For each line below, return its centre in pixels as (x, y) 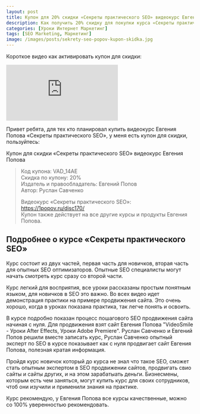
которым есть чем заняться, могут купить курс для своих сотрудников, (98, 380)
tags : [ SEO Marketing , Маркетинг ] (49, 34)
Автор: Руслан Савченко (52, 190)
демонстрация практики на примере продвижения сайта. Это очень (93, 300)
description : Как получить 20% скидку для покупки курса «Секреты (90, 23)
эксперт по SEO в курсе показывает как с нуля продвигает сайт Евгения (99, 343)
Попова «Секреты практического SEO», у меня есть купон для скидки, (97, 135)
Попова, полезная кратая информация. (56, 350)
